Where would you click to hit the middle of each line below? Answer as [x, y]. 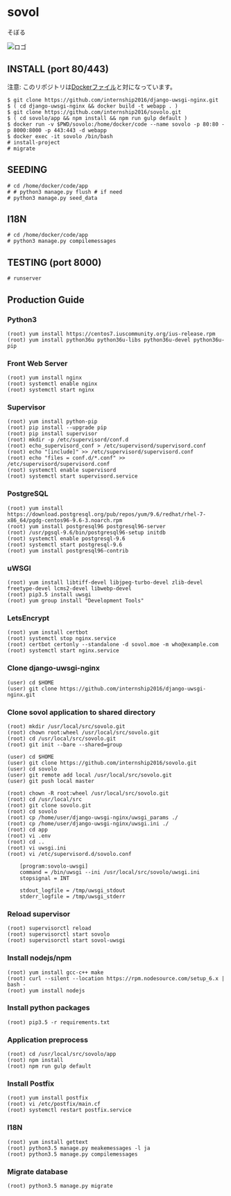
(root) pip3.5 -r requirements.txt [59, 1022]
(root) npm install [35, 1060]
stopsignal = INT [45, 878]
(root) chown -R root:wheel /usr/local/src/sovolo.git [88, 793]
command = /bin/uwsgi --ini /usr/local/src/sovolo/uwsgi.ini [110, 872]
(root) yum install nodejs [46, 991]
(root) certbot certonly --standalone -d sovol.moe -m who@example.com [113, 645]
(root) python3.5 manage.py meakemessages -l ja [79, 1148]
